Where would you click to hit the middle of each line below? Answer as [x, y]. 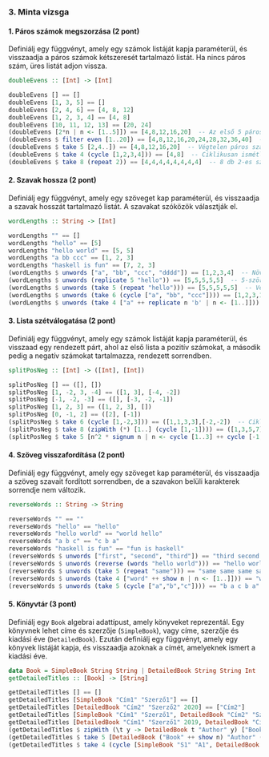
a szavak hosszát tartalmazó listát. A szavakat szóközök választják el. [123, 206]
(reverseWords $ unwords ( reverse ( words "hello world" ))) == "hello [127, 563]
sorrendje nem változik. [47, 489]
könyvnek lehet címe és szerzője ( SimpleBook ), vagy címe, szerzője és [124, 630]
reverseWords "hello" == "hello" [64, 526]
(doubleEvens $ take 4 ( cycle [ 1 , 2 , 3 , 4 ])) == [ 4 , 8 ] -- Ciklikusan [123, 155]
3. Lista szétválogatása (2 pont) [62, 321]
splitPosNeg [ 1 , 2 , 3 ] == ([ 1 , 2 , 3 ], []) [80, 407]
